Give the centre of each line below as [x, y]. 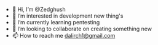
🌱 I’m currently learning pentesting [56, 22]
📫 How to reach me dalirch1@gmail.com [64, 36]
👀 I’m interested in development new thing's [68, 16]
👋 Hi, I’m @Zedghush [39, 9]
